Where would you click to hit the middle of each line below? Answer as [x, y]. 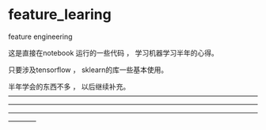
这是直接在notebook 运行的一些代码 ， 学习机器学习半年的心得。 [114, 52]
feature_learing [60, 15]
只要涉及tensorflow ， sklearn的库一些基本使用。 [88, 70]
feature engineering [40, 36]
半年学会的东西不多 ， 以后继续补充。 [69, 86]
